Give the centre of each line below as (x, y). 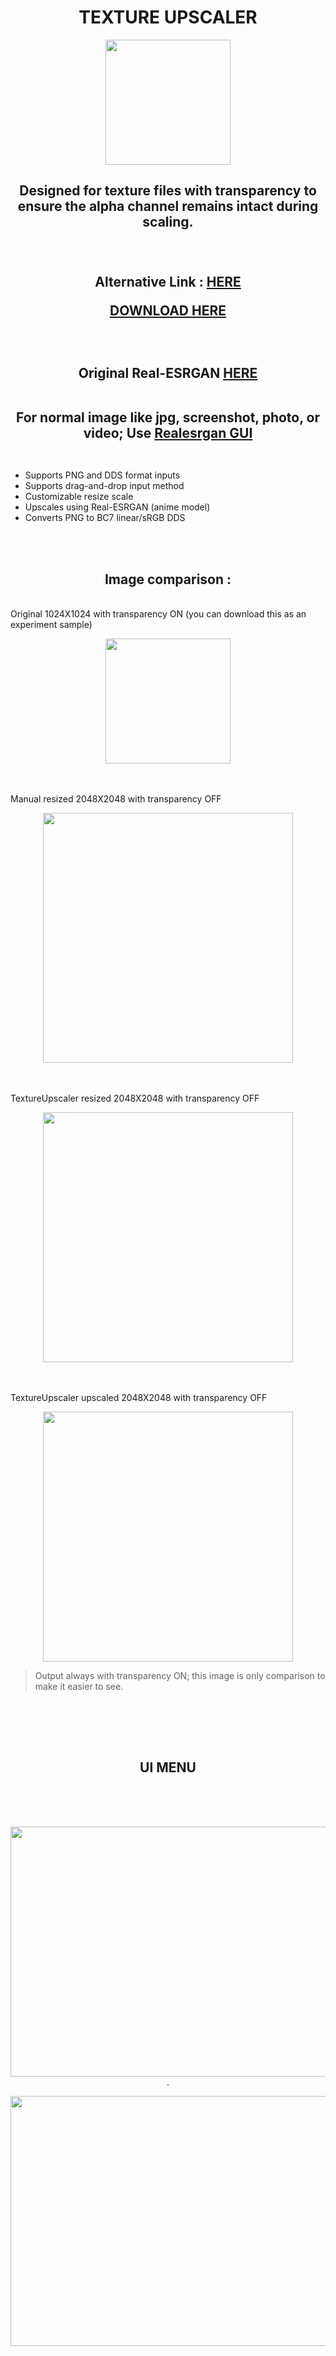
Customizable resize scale (79, 497)
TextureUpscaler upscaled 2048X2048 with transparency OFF (139, 1398)
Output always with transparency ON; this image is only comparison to (180, 1676)
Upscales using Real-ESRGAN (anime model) (117, 507)
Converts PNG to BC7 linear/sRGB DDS (105, 518)
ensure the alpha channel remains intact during (168, 206)
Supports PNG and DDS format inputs (102, 475)
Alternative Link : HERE (168, 282)
